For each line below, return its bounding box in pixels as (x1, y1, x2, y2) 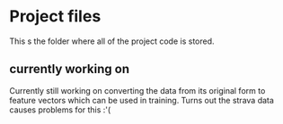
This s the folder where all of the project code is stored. (9, 36, 215, 46)
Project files (9, 6, 102, 27)
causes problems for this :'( (9, 104, 111, 115)
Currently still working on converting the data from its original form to (9, 85, 266, 95)
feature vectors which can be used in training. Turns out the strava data (9, 95, 274, 105)
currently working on (9, 62, 130, 77)
